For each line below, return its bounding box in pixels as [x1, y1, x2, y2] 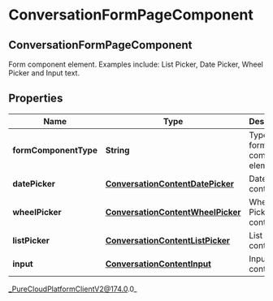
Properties [8, 92, 63, 105]
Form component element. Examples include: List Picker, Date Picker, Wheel [8, 59, 264, 69]
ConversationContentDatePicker [105, 178, 234, 189]
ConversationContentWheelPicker [105, 206, 241, 217]
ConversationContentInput [105, 258, 211, 269]
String [105, 144, 130, 156]
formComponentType [12, 144, 97, 156]
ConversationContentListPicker [105, 234, 230, 246]
